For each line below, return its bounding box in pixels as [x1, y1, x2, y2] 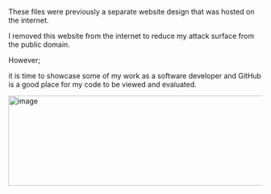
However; [8, 56, 40, 65]
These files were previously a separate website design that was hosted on [8, 7, 255, 16]
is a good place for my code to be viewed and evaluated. [8, 80, 198, 89]
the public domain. [8, 40, 70, 49]
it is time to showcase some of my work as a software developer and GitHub [8, 71, 262, 80]
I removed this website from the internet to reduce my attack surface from [8, 32, 255, 40]
